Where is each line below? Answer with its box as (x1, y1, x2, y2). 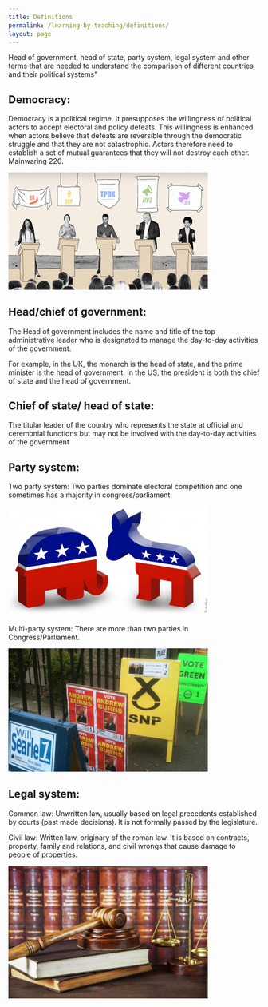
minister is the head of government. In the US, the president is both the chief (8, 368, 260, 377)
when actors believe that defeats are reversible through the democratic (8, 131, 242, 141)
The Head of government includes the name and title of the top (8, 326, 215, 336)
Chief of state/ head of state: (8, 400, 155, 413)
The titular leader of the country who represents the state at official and (8, 420, 243, 430)
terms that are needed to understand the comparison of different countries (8, 61, 254, 71)
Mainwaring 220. (8, 157, 64, 166)
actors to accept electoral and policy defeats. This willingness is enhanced (8, 122, 254, 132)
